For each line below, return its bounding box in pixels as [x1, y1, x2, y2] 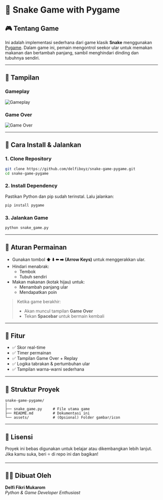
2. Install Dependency [5, 182, 58, 189]
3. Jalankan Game [5, 214, 49, 221]
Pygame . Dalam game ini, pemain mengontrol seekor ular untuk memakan [5, 45, 153, 50]
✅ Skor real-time [12, 344, 46, 351]
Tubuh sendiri [19, 274, 47, 279]
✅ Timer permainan [12, 350, 51, 356]
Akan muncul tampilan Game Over [24, 308, 93, 314]
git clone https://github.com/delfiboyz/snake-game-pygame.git [5, 166, 136, 171]
